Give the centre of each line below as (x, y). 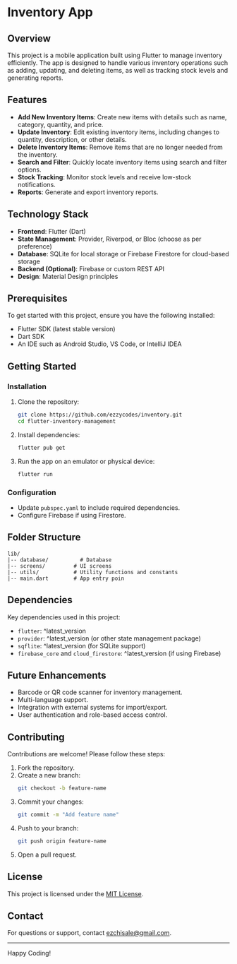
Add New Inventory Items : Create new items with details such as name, (122, 117)
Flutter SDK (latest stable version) (66, 329)
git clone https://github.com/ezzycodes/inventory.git (100, 415)
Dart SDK (31, 337)
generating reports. (35, 78)
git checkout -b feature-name (62, 788)
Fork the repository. (46, 768)
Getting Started (42, 366)
